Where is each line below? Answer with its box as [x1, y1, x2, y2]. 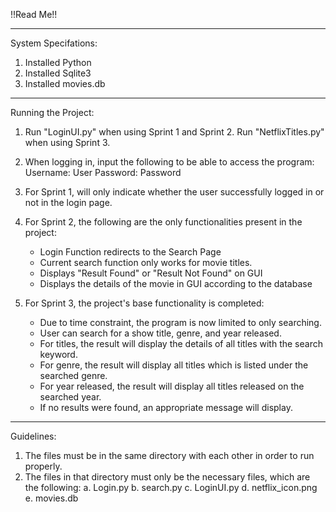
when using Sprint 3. [24, 137, 111, 148]
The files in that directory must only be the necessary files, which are [24, 471, 311, 483]
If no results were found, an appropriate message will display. [39, 402, 293, 413]
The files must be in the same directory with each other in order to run [24, 450, 315, 461]
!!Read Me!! [10, 9, 58, 20]
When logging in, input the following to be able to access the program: [24, 156, 315, 168]
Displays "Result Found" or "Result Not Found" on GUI [39, 267, 263, 279]
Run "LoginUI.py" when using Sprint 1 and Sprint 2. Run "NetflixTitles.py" [24, 126, 325, 138]
